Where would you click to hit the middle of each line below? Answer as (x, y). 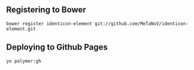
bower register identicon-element (49, 23)
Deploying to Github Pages (57, 47)
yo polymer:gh (24, 61)
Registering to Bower (46, 10)
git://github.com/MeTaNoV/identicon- (142, 23)
